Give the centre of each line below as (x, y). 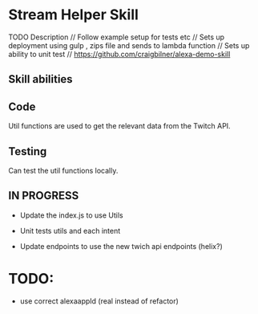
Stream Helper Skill (73, 15)
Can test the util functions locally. (63, 170)
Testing (28, 151)
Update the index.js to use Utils (71, 215)
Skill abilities (41, 79)
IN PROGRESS (44, 196)
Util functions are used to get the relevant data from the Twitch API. (119, 126)
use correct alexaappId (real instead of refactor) (99, 301)
